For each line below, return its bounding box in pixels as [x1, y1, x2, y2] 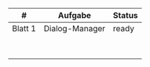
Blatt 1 [12, 23, 37, 33]
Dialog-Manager [43, 23, 106, 33]
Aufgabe [57, 10, 92, 20]
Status [112, 10, 139, 20]
